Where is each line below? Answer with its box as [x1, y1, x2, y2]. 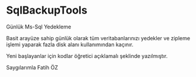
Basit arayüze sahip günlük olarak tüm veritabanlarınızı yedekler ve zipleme [6, 34, 191, 41]
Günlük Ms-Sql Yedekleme [6, 23, 71, 30]
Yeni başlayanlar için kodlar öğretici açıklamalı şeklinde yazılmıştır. [6, 52, 168, 59]
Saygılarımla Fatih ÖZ [6, 63, 58, 71]
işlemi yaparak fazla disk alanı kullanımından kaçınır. [6, 41, 134, 48]
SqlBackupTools [6, 4, 88, 17]
